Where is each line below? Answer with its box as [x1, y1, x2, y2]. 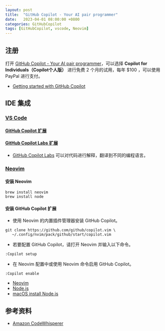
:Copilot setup [5, 252, 37, 257]
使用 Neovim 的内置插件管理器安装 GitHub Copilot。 [12, 217, 120, 224]
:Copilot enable [5, 271, 39, 277]
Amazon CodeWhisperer [12, 320, 64, 326]
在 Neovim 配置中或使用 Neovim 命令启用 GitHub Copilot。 [12, 261, 134, 267]
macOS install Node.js [12, 291, 59, 297]
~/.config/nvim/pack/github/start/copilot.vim [12, 232, 112, 237]
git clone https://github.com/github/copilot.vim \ [5, 228, 116, 233]
